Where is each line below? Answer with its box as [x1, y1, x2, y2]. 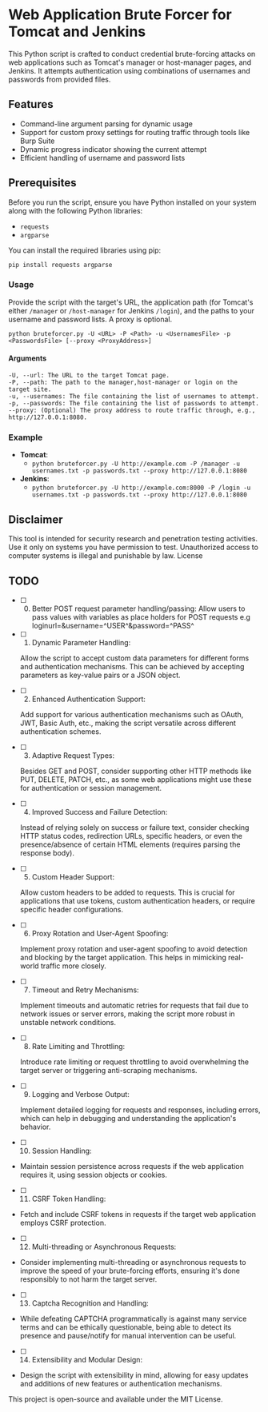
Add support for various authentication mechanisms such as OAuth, [19, 709, 244, 719]
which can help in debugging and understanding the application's [19, 1113, 237, 1123]
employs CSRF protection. [19, 1218, 106, 1227]
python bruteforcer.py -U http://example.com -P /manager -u [31, 460, 240, 469]
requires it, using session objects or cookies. [19, 1170, 168, 1179]
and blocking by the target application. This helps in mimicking [19, 952, 226, 962]
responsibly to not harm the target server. [19, 1274, 158, 1284]
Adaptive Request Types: [31, 750, 114, 760]
